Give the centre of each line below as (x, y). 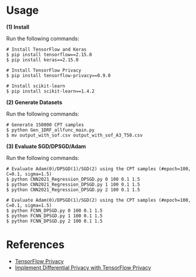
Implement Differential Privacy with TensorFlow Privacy (83, 267)
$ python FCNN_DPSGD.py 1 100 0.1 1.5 (54, 216)
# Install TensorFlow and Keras (46, 49)
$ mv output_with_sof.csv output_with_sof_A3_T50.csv (75, 135)
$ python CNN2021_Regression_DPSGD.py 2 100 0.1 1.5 (73, 190)
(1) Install (18, 27)
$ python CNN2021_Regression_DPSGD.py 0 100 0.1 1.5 (73, 179)
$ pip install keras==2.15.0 (42, 60)
